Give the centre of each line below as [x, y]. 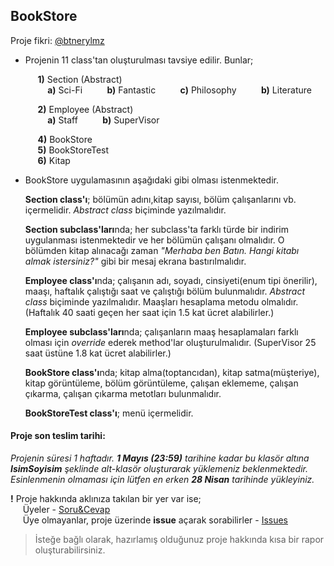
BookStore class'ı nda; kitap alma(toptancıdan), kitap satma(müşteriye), [172, 372]
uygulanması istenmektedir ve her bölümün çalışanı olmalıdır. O [154, 240]
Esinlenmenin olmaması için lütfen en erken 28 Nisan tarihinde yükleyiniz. [162, 480]
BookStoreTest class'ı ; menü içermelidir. [109, 413]
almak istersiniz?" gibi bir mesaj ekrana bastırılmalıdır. [135, 261]
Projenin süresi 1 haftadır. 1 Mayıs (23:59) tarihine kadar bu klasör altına [160, 458]
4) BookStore [65, 139]
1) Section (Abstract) [80, 79]
